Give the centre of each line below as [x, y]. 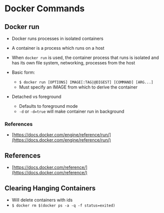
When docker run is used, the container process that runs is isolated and [85, 58]
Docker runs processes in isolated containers [57, 38]
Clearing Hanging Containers [50, 188]
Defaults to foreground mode [48, 106]
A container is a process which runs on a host [58, 48]
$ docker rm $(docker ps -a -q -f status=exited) [64, 205]
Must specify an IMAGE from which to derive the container [78, 87]
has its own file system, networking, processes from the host [73, 63]
